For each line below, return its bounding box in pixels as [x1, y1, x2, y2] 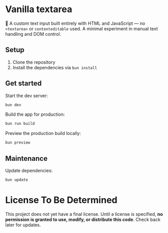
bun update [5, 177, 28, 182]
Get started [5, 79, 42, 88]
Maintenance [5, 154, 48, 163]
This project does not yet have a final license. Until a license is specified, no [5, 211, 163, 217]
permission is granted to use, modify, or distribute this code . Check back [5, 216, 160, 222]
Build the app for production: [5, 111, 65, 117]
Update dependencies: [5, 168, 53, 173]
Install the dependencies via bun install [12, 64, 97, 70]
